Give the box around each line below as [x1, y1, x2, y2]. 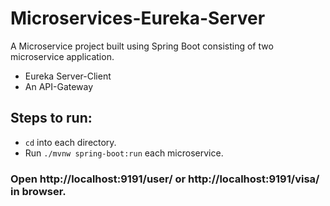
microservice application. [10, 50, 115, 62]
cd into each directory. [24, 136, 117, 148]
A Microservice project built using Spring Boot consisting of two [10, 40, 274, 52]
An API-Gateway [24, 80, 94, 92]
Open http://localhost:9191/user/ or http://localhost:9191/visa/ [10, 172, 320, 186]
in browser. [10, 184, 67, 198]
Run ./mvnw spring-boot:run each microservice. [24, 147, 224, 159]
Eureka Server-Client [24, 70, 112, 82]
